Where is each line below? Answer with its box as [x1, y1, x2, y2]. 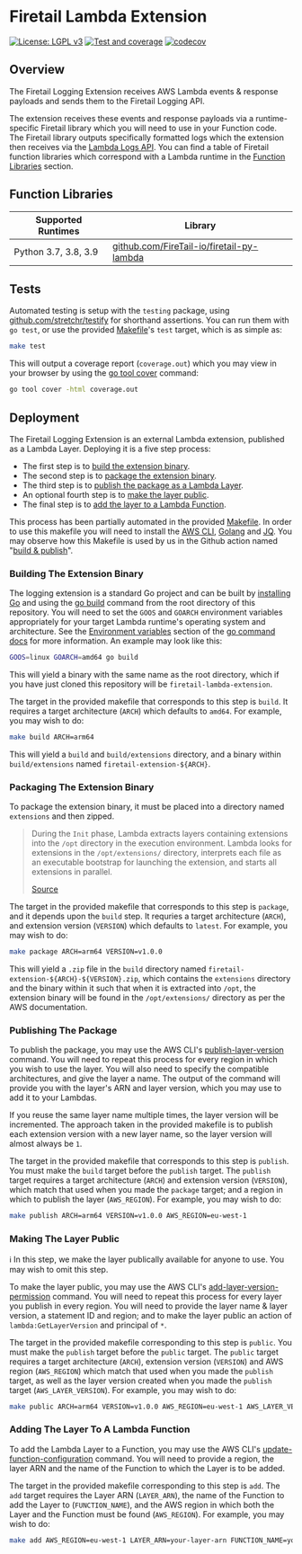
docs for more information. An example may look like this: [9, 635, 223, 646]
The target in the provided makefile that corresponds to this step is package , [9, 901, 289, 912]
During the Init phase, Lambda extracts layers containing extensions [31, 829, 289, 839]
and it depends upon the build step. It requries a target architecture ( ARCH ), [9, 910, 287, 922]
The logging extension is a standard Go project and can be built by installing [9, 588, 291, 599]
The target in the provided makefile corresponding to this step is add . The [9, 1480, 280, 1491]
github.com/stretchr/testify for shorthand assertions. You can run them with [9, 315, 289, 325]
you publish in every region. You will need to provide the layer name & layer [9, 1301, 289, 1311]
